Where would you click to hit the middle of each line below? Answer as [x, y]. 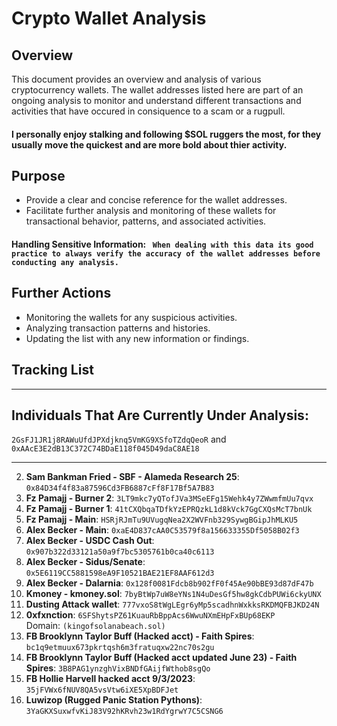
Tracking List [52, 370]
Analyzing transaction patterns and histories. [118, 328]
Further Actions [61, 293]
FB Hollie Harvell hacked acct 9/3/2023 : [110, 679]
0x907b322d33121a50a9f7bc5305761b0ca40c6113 [120, 552]
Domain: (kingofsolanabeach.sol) [95, 626]
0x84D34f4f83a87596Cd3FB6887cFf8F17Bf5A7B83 [120, 488]
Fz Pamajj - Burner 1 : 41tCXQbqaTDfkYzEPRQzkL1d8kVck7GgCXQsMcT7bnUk [169, 509]
